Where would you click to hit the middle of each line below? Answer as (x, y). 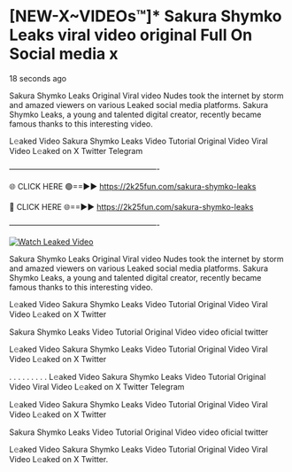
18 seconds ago (38, 78)
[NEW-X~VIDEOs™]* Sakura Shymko (146, 16)
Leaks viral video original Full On (131, 35)
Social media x (64, 54)
